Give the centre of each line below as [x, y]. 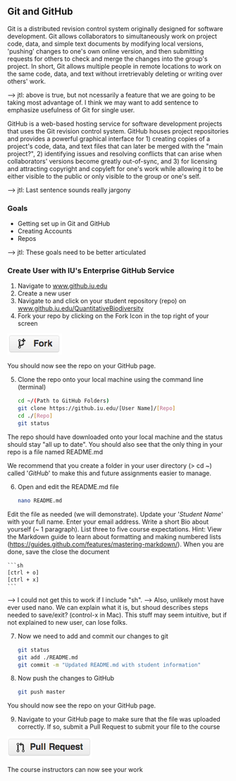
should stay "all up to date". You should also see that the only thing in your [115, 444]
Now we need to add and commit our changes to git [93, 636]
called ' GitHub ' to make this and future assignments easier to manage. [110, 473]
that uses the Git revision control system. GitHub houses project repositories [118, 131]
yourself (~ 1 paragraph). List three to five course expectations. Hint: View [114, 529]
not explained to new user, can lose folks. [68, 622]
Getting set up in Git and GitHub [64, 224]
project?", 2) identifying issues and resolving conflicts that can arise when [115, 153]
